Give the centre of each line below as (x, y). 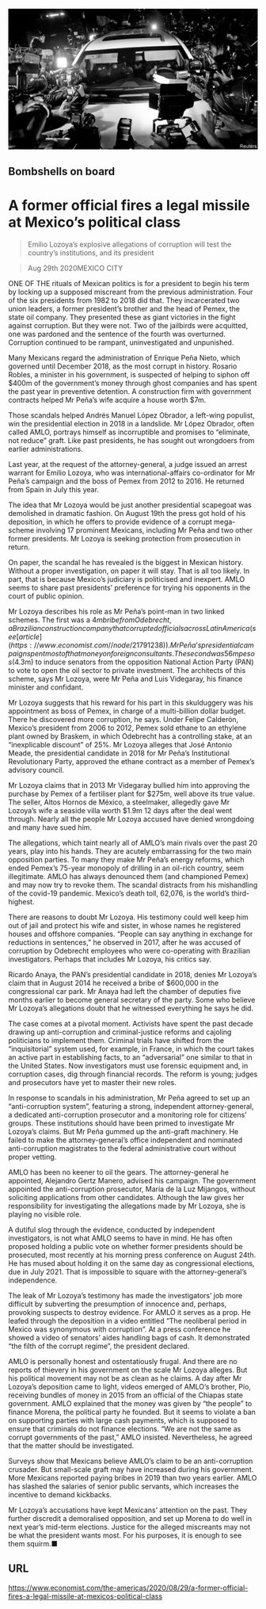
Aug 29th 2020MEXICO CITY (75, 268)
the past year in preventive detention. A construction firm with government (130, 391)
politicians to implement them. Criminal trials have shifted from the (116, 1040)
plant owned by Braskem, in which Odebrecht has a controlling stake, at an (130, 736)
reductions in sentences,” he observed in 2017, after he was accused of (125, 942)
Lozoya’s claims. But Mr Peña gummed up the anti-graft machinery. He (123, 1131)
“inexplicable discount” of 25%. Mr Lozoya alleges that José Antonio (120, 744)
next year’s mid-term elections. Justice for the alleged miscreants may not (129, 1527)
